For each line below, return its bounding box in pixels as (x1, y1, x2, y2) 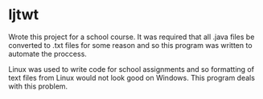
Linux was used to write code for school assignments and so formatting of (8, 64, 255, 73)
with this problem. (8, 81, 68, 91)
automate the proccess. (8, 49, 87, 58)
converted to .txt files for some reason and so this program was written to (8, 40, 253, 49)
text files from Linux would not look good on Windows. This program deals (8, 73, 256, 82)
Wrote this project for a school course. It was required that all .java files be (8, 32, 255, 42)
